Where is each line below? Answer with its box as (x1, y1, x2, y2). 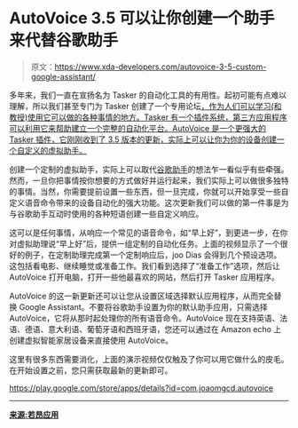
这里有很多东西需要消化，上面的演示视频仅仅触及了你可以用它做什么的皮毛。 (9, 353, 289, 364)
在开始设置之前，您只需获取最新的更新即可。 (9, 365, 173, 376)
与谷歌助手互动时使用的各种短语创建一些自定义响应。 (9, 208, 204, 218)
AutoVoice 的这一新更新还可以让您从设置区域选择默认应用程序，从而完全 (9, 290, 274, 301)
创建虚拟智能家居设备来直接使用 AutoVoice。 (9, 335, 173, 345)
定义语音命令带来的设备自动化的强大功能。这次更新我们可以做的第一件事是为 (9, 197, 289, 208)
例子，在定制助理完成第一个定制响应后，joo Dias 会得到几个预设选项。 (24, 250, 282, 260)
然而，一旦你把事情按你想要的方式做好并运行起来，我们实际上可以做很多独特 (9, 175, 289, 186)
